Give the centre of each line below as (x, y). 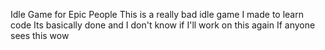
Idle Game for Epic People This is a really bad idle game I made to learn (157, 14)
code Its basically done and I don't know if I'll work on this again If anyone (163, 25)
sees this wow (40, 35)
